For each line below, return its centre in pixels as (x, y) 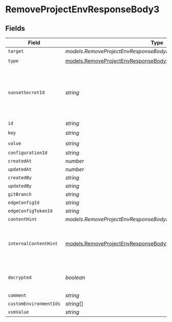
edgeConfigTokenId (30, 211)
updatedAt (20, 169)
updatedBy (20, 186)
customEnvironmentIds (34, 304)
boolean (75, 277)
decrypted (20, 277)
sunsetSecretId (26, 92)
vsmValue (18, 312)
